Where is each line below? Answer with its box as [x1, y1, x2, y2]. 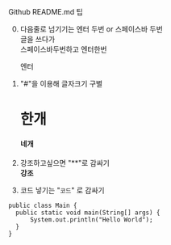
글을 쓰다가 [19, 35, 56, 44]
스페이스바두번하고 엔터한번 [19, 44, 107, 54]
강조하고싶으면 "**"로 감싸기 [19, 158, 111, 168]
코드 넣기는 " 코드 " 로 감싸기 [19, 185, 105, 196]
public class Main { [8, 201, 78, 210]
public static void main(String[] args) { [15, 209, 161, 217]
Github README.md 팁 [8, 7, 83, 16]
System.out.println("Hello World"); [29, 216, 153, 224]
